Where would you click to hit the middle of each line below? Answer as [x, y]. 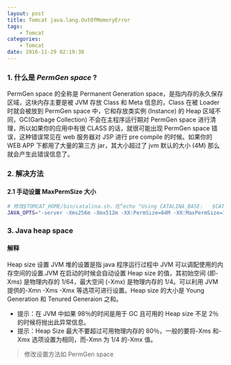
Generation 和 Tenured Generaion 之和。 [65, 299]
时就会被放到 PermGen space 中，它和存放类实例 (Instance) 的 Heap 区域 [111, 111]
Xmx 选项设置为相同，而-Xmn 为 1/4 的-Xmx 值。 [87, 339]
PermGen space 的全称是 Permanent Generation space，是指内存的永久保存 [115, 94]
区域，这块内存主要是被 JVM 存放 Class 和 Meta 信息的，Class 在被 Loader [113, 102]
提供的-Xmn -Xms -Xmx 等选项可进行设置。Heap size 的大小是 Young [106, 290]
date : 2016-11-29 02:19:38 [46, 52]
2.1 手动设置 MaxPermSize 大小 [52, 191]
